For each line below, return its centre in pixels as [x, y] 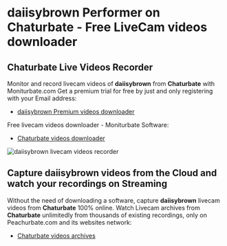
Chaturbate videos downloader [61, 138]
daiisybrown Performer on [84, 13]
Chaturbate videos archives [56, 236]
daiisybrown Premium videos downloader [76, 112]
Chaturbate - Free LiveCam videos [107, 27]
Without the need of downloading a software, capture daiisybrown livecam [113, 200]
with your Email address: [42, 98]
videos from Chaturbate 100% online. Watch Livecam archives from [104, 208]
